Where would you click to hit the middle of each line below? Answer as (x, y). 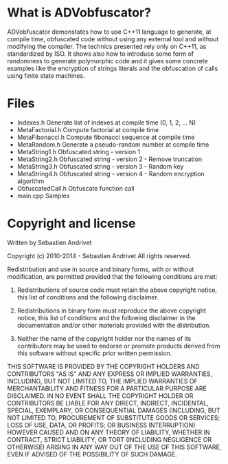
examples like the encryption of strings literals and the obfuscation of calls (113, 68)
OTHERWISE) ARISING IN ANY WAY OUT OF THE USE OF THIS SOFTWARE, (114, 447)
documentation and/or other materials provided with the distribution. (114, 325)
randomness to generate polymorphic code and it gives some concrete (107, 61)
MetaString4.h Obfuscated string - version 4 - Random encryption (111, 173)
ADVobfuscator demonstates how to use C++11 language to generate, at (109, 32)
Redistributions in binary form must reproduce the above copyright (111, 310)
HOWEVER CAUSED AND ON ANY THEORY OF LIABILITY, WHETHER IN (109, 432)
